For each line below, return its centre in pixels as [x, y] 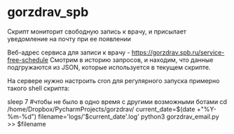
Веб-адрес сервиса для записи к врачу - [69, 52]
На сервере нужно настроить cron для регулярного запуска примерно [113, 80]
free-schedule [28, 59]
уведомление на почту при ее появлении [69, 38]
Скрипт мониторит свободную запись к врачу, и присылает [97, 31]
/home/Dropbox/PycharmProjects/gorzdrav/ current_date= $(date [101, 109]
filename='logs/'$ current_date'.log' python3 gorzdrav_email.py [129, 117]
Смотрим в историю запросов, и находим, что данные [132, 59]
